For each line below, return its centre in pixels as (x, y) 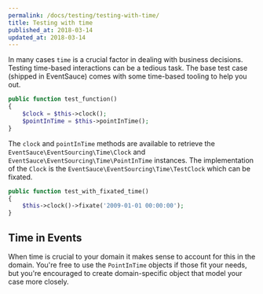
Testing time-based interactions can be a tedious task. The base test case (128, 68)
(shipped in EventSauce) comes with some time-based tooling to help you (128, 76)
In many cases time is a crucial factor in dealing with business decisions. (126, 60)
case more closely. (38, 281)
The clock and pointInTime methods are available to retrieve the (112, 143)
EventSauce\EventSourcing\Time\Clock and (77, 152)
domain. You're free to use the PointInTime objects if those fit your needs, (128, 265)
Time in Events (45, 238)
